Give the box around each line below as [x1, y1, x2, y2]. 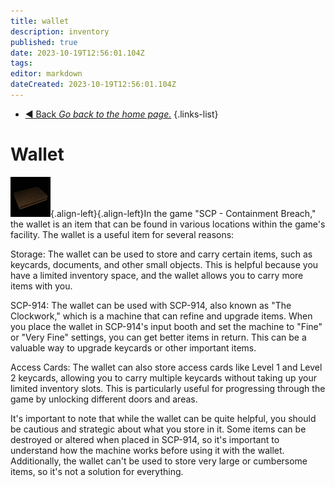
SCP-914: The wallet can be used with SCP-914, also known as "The [10, 299, 292, 311]
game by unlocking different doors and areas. [10, 393, 198, 405]
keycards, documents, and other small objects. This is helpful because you [10, 258, 319, 270]
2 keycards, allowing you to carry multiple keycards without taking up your [10, 371, 318, 384]
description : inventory [10, 26, 110, 37]
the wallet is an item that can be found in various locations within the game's [10, 218, 326, 230]
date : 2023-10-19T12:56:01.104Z [10, 48, 145, 58]
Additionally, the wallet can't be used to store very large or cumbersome [10, 455, 308, 467]
